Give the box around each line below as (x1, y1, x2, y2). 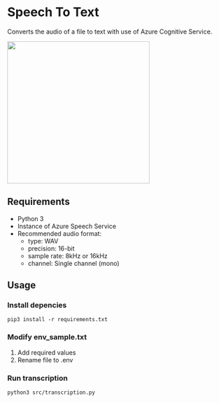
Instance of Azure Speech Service (17, 222, 117, 230)
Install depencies (7, 300, 67, 310)
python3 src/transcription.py (7, 389, 96, 396)
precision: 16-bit (27, 244, 75, 253)
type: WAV (27, 236, 59, 245)
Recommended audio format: (17, 229, 102, 238)
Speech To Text (7, 4, 99, 20)
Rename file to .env (17, 355, 73, 364)
